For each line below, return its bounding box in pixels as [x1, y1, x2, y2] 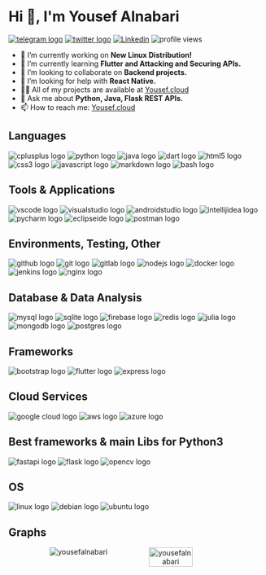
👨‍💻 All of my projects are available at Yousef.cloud [20, 85, 190, 94]
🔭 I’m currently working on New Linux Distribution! [20, 50, 193, 59]
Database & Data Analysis [8, 291, 142, 305]
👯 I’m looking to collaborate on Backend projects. [20, 67, 187, 77]
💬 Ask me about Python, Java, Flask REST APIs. [20, 93, 183, 103]
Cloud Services [8, 390, 88, 404]
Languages [8, 129, 67, 143]
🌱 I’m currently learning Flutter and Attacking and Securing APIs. [20, 59, 242, 68]
